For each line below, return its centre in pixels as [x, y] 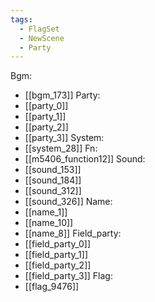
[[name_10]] [49, 223]
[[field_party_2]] [58, 265]
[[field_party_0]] [58, 244]
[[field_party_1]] [56, 255]
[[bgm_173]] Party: [62, 95]
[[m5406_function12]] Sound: [85, 159]
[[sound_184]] [53, 180]
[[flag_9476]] [52, 287]
